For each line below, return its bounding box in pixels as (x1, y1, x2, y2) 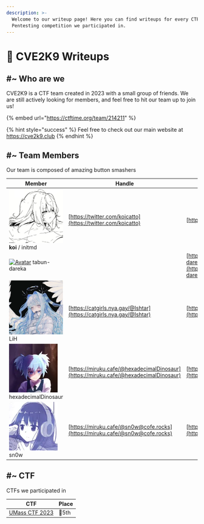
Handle (115, 180, 134, 187)
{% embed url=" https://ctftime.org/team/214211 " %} (6, 114, 137, 121)
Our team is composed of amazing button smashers (6, 166, 137, 174)
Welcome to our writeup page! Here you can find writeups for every (12, 16, 189, 22)
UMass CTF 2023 (8, 509, 54, 516)
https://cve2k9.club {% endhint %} (6, 132, 93, 140)
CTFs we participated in (6, 486, 66, 494)
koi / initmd (8, 243, 38, 251)
